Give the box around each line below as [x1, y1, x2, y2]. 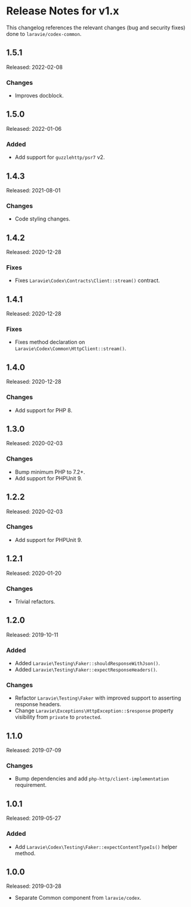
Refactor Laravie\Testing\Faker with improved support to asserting [14, 694, 181, 701]
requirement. [14, 782, 47, 789]
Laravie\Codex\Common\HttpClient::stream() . [14, 345, 127, 352]
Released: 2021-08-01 [6, 186, 61, 194]
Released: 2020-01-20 [6, 569, 61, 577]
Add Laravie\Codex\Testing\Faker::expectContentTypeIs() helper [14, 843, 178, 850]
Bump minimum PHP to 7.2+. [14, 468, 85, 476]
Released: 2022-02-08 [6, 63, 63, 71]
